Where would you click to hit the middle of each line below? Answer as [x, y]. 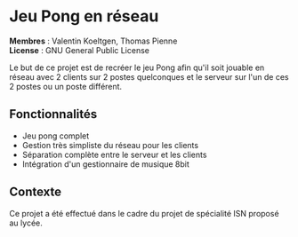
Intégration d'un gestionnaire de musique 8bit [105, 164]
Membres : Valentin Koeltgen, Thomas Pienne [93, 41]
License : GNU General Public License [79, 50]
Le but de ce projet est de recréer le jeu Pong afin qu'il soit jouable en [137, 67]
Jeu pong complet [56, 136]
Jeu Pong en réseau [84, 16]
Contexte [36, 192]
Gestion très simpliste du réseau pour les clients [110, 145]
